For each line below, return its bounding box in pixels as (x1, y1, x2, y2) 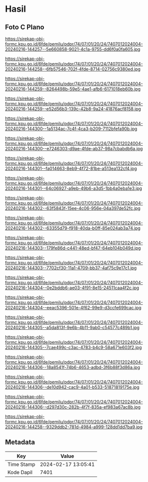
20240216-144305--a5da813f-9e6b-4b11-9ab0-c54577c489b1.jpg (5, 324, 140, 330)
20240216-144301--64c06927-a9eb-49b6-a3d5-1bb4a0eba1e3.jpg (5, 185, 143, 191)
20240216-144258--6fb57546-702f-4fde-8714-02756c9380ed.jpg (5, 66, 141, 72)
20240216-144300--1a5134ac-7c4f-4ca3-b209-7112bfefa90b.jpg (5, 126, 138, 132)
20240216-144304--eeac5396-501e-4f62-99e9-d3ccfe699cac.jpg (5, 305, 142, 310)
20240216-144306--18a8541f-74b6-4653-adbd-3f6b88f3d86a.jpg (5, 365, 140, 370)
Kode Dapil (7, 469, 33, 476)
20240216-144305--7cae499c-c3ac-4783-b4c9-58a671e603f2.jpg (5, 344, 142, 350)
